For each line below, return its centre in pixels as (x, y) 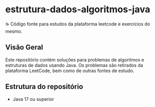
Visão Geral (24, 47)
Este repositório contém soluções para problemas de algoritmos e (75, 59)
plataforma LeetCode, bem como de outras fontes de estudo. (70, 71)
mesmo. (14, 31)
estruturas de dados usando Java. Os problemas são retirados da (74, 65)
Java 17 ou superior (34, 99)
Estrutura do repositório (44, 87)
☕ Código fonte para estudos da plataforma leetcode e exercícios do (78, 24)
